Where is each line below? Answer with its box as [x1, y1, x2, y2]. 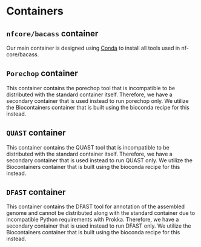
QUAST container [6, 128, 66, 138]
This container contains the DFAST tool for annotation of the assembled [6, 203, 185, 210]
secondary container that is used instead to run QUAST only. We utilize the [6, 156, 193, 164]
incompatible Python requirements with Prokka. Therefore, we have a [6, 216, 179, 223]
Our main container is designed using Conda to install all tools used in [6, 44, 180, 51]
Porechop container [6, 68, 79, 79]
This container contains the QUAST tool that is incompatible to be [6, 143, 170, 151]
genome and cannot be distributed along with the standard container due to [6, 209, 196, 217]
